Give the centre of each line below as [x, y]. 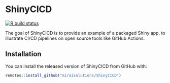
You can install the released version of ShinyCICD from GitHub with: [76, 66]
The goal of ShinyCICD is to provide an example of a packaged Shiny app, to [85, 33]
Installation [23, 54]
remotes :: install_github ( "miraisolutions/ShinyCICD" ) [63, 75]
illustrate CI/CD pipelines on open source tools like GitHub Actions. [75, 38]
